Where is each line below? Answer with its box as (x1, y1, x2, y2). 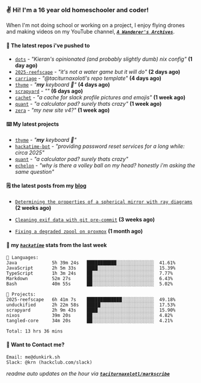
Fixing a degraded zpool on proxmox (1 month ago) (14, 227, 143, 234)
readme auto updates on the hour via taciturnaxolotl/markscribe (6, 370, 170, 378)
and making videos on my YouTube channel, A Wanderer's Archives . (6, 28, 175, 35)
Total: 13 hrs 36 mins (6, 328, 63, 334)
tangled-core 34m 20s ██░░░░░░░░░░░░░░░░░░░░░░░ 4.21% (6, 318, 173, 324)
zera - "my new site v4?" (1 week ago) (14, 106, 110, 114)
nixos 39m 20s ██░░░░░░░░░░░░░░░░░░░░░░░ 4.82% (6, 313, 173, 319)
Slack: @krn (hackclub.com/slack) (6, 360, 93, 366)
